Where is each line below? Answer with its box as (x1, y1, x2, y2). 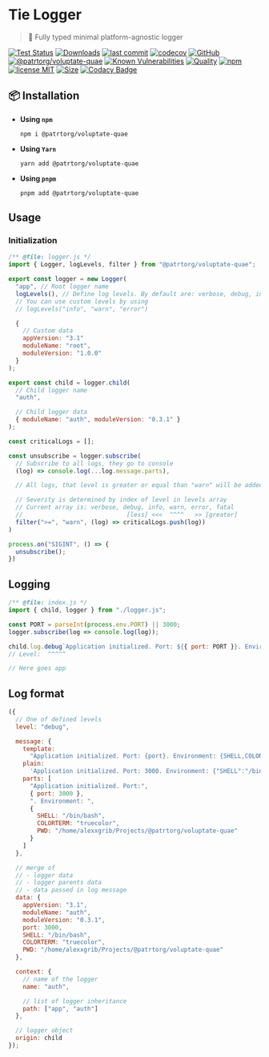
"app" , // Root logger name (15, 283, 110, 291)
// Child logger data (15, 408, 88, 417)
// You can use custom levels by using (15, 297, 149, 306)
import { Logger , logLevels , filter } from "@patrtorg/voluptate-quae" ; (8, 261, 256, 269)
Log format (8, 686, 65, 700)
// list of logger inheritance (22, 997, 127, 1005)
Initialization (8, 235, 58, 246)
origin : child (15, 1034, 62, 1043)
